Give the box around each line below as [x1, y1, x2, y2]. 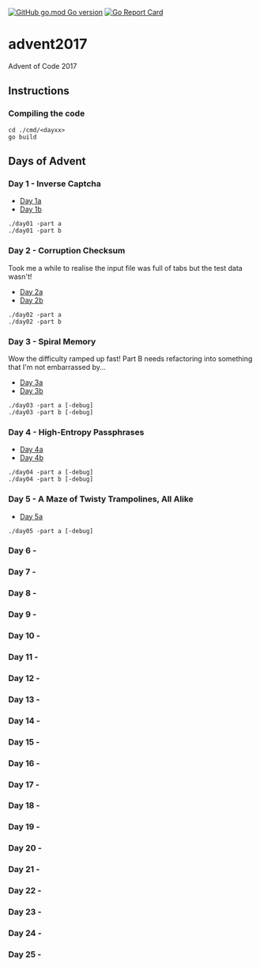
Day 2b [19, 295, 43, 305]
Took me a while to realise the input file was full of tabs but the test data [8, 263, 243, 272]
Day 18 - [8, 800, 40, 811]
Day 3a [19, 377, 43, 387]
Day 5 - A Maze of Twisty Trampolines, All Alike [8, 493, 194, 504]
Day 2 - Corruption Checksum [8, 246, 126, 257]
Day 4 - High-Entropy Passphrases [8, 426, 145, 437]
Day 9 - [8, 609, 37, 620]
